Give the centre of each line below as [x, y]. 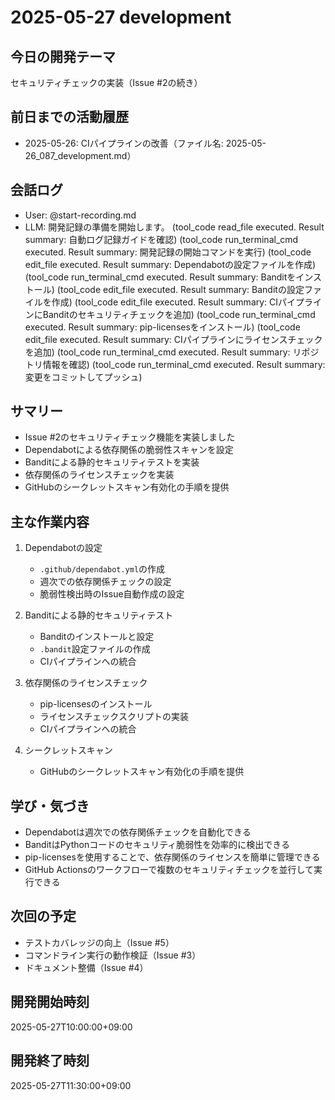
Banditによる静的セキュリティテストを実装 [112, 462]
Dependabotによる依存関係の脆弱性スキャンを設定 [129, 450]
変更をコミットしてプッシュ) [83, 377]
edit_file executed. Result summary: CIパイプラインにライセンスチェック [173, 339]
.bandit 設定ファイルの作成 [95, 649]
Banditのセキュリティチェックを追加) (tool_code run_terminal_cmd [179, 314]
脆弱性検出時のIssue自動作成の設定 [112, 594]
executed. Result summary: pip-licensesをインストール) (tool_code [162, 327]
